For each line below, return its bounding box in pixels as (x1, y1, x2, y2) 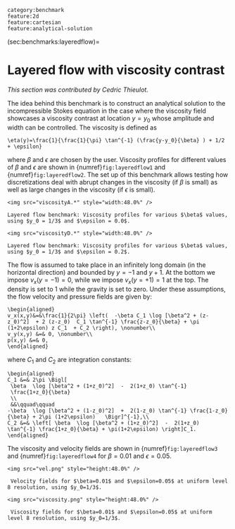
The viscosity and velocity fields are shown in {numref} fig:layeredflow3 (7, 444, 218, 453)
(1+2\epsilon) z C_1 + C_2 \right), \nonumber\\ (7, 324, 156, 331)
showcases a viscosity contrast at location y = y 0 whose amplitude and (7, 113, 215, 124)
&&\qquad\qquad (10, 402, 55, 409)
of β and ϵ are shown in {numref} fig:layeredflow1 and (7, 163, 166, 171)
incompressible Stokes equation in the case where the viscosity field (7, 106, 206, 115)
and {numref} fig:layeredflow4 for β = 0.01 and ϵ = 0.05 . (7, 452, 172, 461)
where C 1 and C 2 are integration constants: (7, 355, 132, 366)
